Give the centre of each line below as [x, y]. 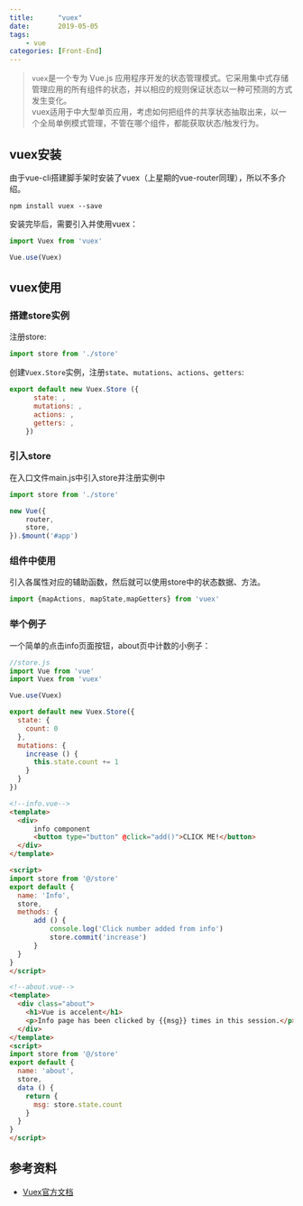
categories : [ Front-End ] [56, 51]
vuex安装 [35, 154]
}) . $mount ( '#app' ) [44, 536]
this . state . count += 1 [76, 762]
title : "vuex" [46, 18]
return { [42, 1096]
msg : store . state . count [78, 1105]
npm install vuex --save [56, 206]
